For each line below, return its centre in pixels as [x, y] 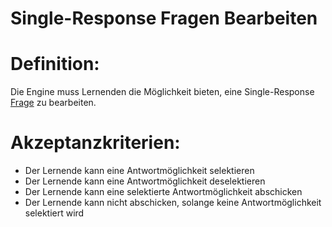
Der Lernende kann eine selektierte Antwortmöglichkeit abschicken [163, 192]
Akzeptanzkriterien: [95, 143]
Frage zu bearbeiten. [53, 103]
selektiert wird [54, 213]
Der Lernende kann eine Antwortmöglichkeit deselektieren [145, 181]
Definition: [55, 64]
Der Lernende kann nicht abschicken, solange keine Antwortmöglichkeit [173, 203]
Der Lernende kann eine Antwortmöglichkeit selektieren [139, 171]
